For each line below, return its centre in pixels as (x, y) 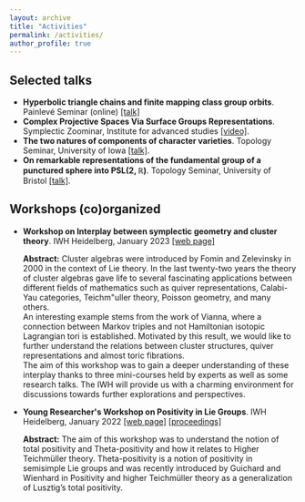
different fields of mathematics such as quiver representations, (141, 287)
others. (36, 307)
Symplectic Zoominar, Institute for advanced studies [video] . (136, 131)
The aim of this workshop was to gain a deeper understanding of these (156, 364)
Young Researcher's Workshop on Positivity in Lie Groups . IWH (144, 412)
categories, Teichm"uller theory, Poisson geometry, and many (155, 297)
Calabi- (274, 287)
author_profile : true (51, 43)
